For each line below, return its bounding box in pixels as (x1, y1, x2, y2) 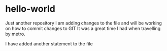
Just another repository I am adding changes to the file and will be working (5, 20, 162, 26)
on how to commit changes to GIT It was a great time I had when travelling (5, 25, 161, 31)
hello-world (5, 3, 56, 15)
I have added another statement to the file (5, 40, 93, 46)
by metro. (5, 31, 25, 37)
